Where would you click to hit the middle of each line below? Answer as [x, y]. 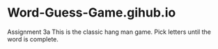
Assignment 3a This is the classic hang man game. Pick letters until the [109, 32]
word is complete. [33, 39]
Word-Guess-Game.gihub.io [92, 13]
